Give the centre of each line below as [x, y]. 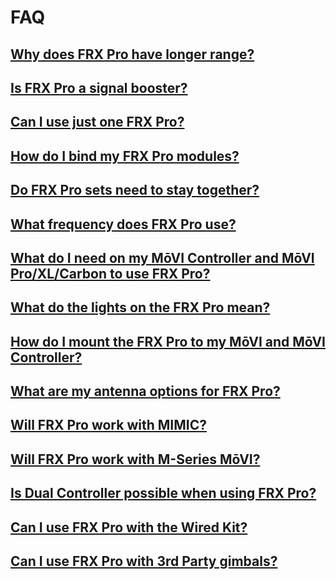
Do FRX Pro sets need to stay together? [135, 190]
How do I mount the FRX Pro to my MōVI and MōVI [168, 341]
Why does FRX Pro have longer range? [132, 54]
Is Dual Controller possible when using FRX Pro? [163, 493]
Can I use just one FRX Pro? [97, 122]
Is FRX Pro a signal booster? [99, 87]
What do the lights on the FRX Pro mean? [140, 307]
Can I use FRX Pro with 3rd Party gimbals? [144, 561]
